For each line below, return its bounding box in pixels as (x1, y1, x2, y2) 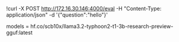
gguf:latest (6, 29, 33, 36)
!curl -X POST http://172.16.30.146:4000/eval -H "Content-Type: (6, 5, 162, 12)
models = (6, 23, 30, 30)
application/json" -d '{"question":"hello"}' (6, 11, 108, 18)
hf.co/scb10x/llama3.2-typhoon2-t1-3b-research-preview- (30, 23, 174, 30)
